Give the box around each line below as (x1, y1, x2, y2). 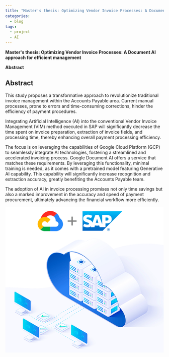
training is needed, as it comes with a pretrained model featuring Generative (5, 165, 163, 171)
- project (10, 29, 30, 35)
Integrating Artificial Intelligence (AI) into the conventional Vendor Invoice (5, 118, 157, 124)
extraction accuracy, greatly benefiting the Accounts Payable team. (5, 176, 145, 182)
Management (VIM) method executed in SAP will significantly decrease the (5, 124, 160, 130)
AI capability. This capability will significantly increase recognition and (5, 170, 151, 176)
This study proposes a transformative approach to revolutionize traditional (5, 92, 159, 98)
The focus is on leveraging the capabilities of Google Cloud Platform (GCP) (5, 144, 160, 150)
